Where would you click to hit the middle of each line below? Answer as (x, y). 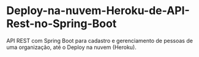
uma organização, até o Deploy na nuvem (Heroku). (71, 47)
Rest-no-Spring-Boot (62, 24)
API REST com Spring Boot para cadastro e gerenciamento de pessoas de (99, 40)
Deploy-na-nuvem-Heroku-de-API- (98, 11)
